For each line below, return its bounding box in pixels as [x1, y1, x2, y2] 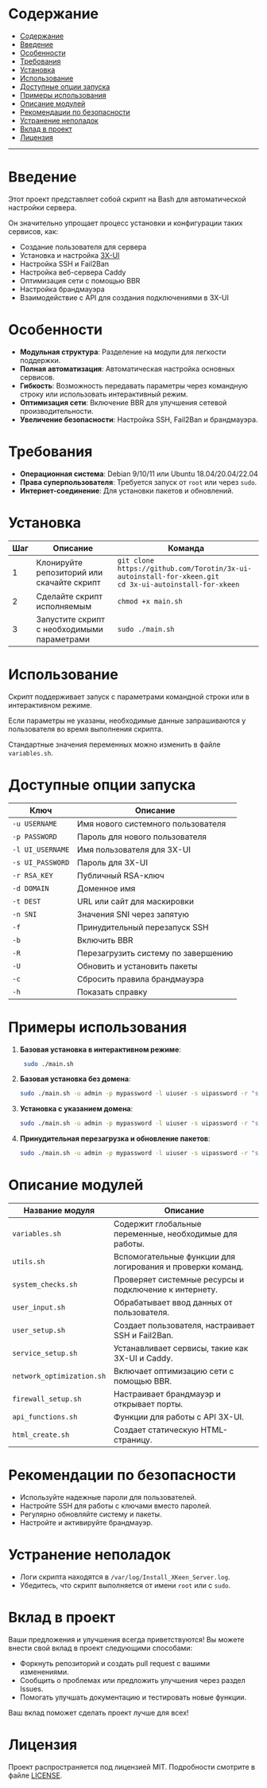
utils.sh [12, 1257, 45, 1266]
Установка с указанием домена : [19, 1104, 133, 1114]
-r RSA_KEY [12, 871, 53, 880]
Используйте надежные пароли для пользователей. [19, 1492, 197, 1501]
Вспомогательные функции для [114, 1251, 236, 1262]
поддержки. [19, 355, 61, 365]
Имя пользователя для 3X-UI [76, 844, 192, 855]
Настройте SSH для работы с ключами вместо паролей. [19, 1501, 212, 1510]
